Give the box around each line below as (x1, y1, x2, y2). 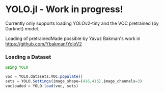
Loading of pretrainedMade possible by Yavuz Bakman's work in (5, 35, 141, 41)
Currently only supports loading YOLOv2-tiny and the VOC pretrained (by (5, 20, 159, 26)
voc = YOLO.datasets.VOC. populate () (5, 74, 83, 79)
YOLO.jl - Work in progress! (5, 4, 123, 15)
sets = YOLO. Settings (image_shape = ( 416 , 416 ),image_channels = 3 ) (5, 78, 143, 84)
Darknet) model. (5, 25, 40, 31)
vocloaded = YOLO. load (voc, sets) (5, 83, 79, 88)
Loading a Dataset (5, 53, 51, 60)
